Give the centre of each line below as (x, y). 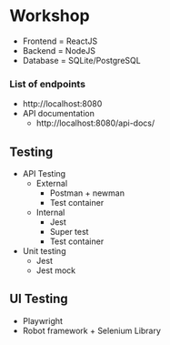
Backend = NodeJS (59, 50)
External (52, 184)
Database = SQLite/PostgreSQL (81, 60)
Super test (69, 232)
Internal (50, 213)
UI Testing (39, 299)
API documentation (59, 114)
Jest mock (55, 270)
